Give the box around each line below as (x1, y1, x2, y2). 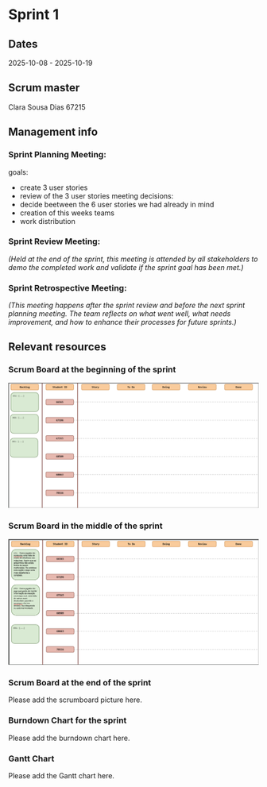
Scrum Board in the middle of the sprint (8, 520, 163, 531)
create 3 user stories (19, 183, 88, 192)
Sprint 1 (8, 6, 60, 24)
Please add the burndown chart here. (8, 733, 130, 743)
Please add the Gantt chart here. (8, 770, 115, 780)
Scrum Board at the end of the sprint (8, 677, 152, 688)
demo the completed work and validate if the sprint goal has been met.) (8, 262, 244, 272)
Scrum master (8, 81, 80, 95)
